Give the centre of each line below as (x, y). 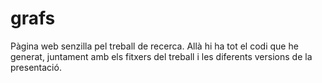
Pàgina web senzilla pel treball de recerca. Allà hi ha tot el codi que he (154, 46)
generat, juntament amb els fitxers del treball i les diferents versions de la (161, 56)
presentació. (36, 67)
